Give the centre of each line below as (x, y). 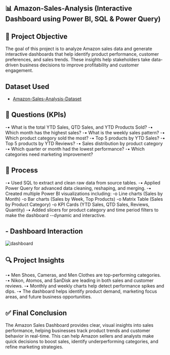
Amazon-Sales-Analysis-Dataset (47, 99)
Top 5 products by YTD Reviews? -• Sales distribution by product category (84, 143)
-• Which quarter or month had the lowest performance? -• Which (75, 149)
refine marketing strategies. (34, 347)
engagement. (19, 70)
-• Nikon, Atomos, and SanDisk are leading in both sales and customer (80, 280)
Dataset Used (27, 87)
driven (12, 65)
